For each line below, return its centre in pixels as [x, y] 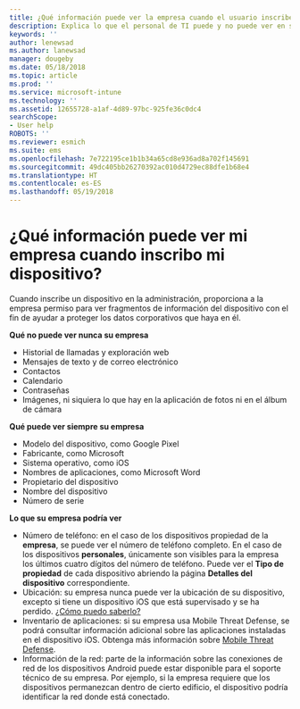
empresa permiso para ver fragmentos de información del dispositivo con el [149, 308]
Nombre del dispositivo [65, 491]
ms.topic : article [43, 76]
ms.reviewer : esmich [48, 142]
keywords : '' [33, 34]
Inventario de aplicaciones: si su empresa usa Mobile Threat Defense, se [156, 621]
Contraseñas [46, 390]
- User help [31, 126]
